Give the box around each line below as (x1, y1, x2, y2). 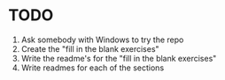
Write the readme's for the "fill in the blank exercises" (20, 53, 217, 63)
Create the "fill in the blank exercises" (20, 43, 160, 54)
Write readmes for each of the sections (20, 62, 165, 73)
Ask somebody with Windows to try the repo (20, 34, 184, 45)
